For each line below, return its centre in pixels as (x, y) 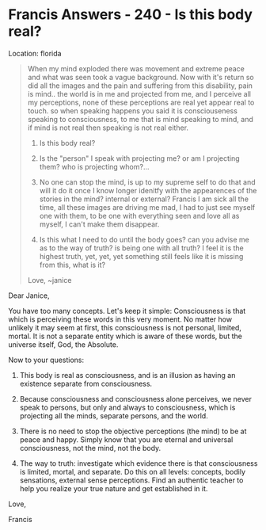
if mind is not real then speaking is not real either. (108, 128)
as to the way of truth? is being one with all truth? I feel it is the (141, 248)
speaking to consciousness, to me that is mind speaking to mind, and (140, 119)
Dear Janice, (29, 296)
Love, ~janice (49, 280)
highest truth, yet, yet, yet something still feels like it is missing (141, 256)
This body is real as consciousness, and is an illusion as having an (127, 375)
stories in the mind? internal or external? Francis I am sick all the (144, 199)
